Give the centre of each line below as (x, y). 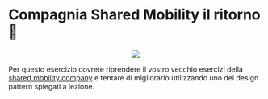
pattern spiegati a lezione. (52, 86)
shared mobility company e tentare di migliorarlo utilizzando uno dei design (134, 77)
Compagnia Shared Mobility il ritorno (134, 15)
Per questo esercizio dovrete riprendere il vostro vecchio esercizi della (126, 69)
